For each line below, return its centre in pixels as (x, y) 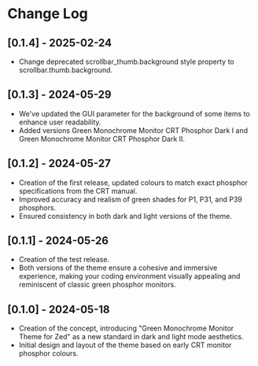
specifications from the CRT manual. (78, 190)
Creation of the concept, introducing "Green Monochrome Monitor (126, 328)
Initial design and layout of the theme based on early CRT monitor (125, 345)
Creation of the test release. (64, 260)
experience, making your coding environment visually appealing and (129, 276)
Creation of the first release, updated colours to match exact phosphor (133, 183)
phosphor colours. (49, 353)
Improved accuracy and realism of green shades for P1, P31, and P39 (131, 199)
